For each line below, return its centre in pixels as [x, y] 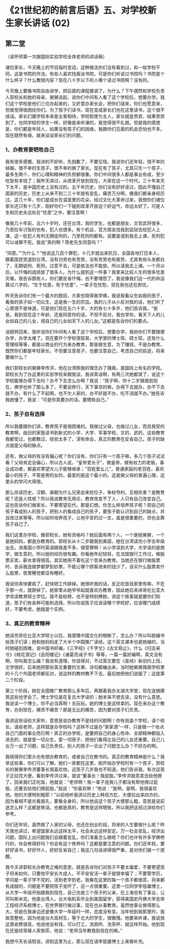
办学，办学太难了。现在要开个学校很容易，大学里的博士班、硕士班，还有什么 [85, 338]
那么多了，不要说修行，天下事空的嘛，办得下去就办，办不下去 [100, 387]
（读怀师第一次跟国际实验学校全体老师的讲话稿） [56, 57]
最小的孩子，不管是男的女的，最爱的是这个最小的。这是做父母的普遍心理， [83, 475]
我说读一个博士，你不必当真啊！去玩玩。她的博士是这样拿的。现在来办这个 [83, 703]
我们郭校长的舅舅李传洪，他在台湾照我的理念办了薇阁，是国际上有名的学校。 [85, 368]
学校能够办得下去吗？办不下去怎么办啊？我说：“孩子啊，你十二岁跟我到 [79, 381]
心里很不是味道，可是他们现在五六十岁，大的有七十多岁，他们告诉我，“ [79, 308]
